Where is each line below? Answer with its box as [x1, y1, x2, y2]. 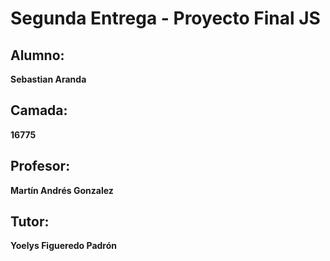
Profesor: [10, 158, 71, 175]
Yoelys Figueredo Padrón [10, 240, 117, 252]
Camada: [10, 102, 68, 119]
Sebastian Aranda [10, 73, 87, 85]
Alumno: [10, 47, 65, 64]
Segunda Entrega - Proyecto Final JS [10, 7, 321, 30]
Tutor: [10, 213, 50, 231]
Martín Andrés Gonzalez [10, 184, 114, 196]
